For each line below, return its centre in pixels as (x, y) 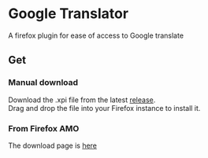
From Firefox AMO (44, 128)
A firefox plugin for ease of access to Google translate (96, 35)
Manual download (43, 83)
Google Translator (68, 14)
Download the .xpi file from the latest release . (82, 100)
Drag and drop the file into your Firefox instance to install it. (104, 108)
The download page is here (52, 145)
